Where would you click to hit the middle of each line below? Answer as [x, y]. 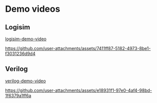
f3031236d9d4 [20, 53]
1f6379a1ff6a [18, 95]
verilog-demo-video [25, 81]
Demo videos [33, 9]
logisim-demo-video [26, 39]
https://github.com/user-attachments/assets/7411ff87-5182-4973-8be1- [78, 48]
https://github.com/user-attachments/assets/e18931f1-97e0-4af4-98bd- [78, 90]
